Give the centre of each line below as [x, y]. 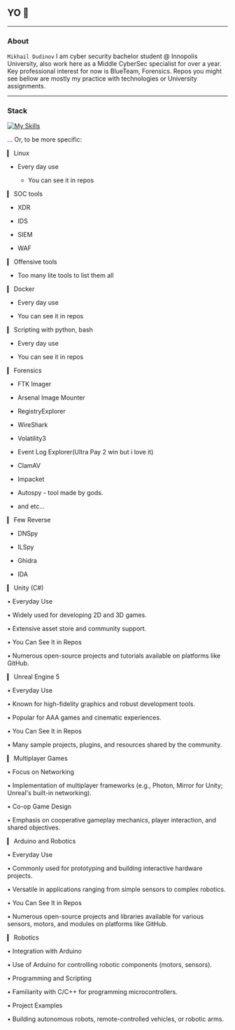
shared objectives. [34, 827]
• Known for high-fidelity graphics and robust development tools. [101, 704]
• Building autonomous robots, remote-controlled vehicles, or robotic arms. [116, 1019]
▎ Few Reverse [29, 520]
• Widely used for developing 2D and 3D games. [77, 615]
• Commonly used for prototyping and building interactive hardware [105, 868]
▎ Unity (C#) [26, 588]
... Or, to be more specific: [45, 140]
